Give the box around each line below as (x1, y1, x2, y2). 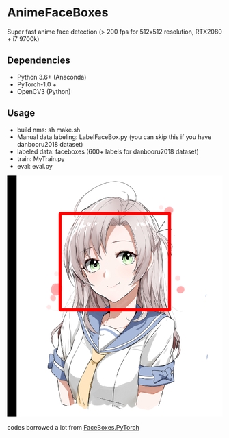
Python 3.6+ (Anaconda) (16, 73, 87, 81)
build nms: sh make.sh (16, 125, 81, 134)
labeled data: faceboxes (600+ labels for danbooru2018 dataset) (16, 147, 200, 156)
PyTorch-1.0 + (16, 80, 57, 88)
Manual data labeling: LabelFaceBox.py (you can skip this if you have (16, 132, 212, 141)
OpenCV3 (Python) (16, 87, 71, 95)
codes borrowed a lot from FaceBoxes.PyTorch (7, 424, 139, 432)
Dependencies (7, 55, 70, 66)
